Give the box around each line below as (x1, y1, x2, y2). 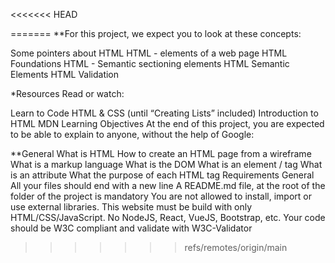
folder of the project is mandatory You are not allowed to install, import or (10, 190, 312, 202)
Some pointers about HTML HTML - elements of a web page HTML (10, 47, 288, 59)
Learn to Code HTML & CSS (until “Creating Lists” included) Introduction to (10, 107, 319, 119)
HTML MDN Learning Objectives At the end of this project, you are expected (10, 118, 325, 129)
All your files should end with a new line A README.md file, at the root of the (10, 180, 326, 191)
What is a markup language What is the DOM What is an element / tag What (10, 159, 323, 170)
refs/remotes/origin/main (184, 242, 288, 253)
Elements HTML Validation (10, 69, 120, 80)
